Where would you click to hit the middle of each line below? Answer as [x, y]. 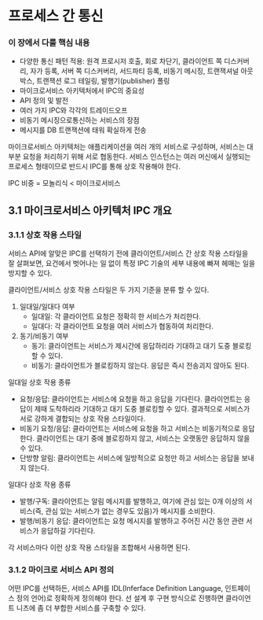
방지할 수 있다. [30, 273]
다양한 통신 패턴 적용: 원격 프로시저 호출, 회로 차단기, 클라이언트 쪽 [121, 61]
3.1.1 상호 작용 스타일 [45, 234]
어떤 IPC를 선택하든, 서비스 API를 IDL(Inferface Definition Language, [116, 589]
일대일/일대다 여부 [47, 307]
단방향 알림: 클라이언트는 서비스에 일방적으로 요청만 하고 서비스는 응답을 [130, 458]
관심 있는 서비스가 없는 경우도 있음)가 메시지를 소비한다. [130, 511]
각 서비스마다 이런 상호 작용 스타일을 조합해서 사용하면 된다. [99, 548]
